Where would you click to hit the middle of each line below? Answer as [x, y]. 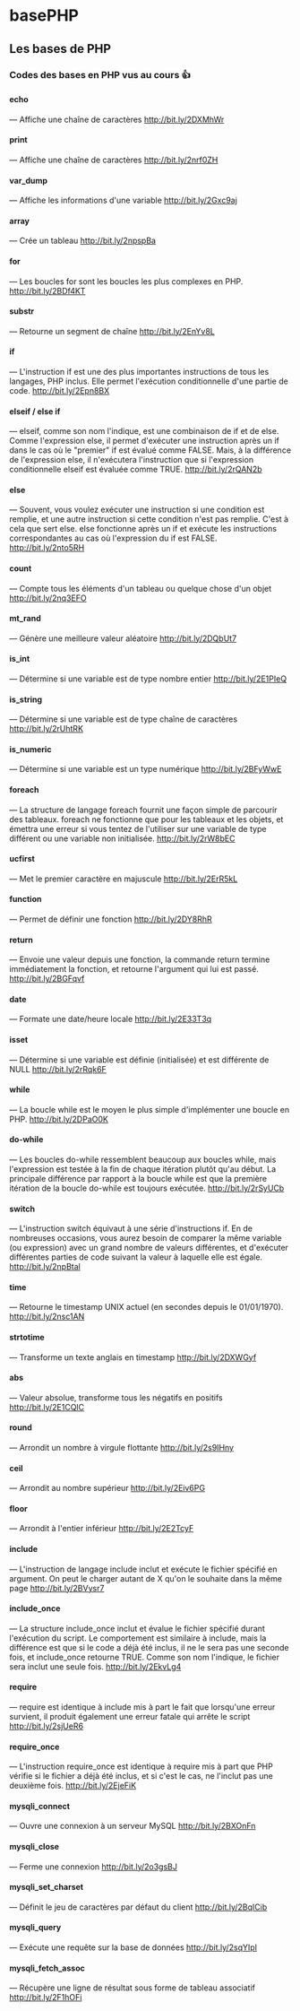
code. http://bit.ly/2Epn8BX [60, 390]
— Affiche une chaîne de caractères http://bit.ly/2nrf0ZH [114, 160]
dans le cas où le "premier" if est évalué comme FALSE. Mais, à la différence [150, 450]
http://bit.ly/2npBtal [45, 1267]
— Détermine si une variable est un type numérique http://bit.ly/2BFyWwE [146, 769]
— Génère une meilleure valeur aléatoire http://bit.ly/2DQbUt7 [123, 638]
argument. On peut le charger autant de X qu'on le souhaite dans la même [146, 1578]
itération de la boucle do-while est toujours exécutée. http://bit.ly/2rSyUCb [147, 1188]
